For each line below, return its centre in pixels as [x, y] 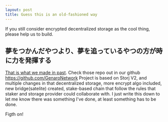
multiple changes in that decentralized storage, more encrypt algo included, [83, 83]
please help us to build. [29, 34]
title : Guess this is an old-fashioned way [51, 14]
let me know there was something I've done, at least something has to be [81, 99]
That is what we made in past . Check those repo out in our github [73, 72]
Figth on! [14, 114]
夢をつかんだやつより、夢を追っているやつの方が [81, 51]
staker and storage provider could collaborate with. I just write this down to [83, 94]
